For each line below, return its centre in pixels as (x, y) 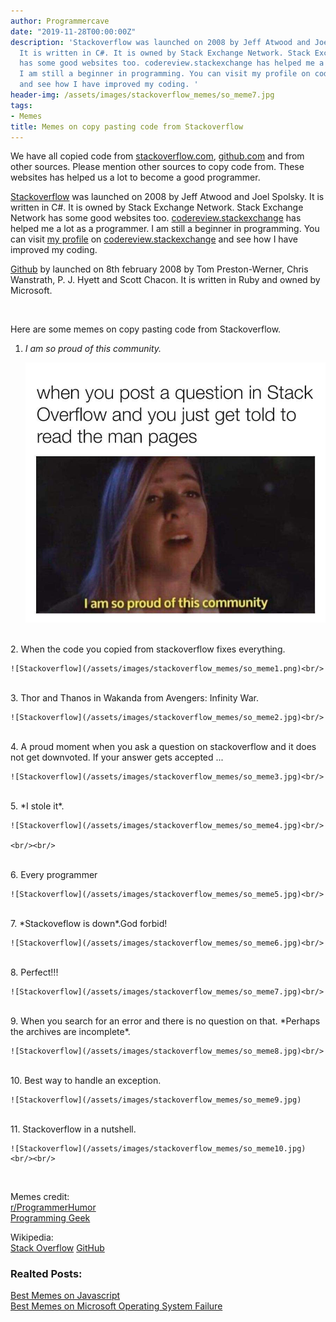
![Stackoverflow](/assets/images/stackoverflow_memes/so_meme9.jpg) (156, 1100)
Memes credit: (40, 1196)
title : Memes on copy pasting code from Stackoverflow (127, 126)
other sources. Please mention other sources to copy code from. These (157, 167)
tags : (21, 105)
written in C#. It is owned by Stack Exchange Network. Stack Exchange (157, 207)
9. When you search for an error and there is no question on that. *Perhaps (165, 1021)
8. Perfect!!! (34, 972)
